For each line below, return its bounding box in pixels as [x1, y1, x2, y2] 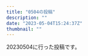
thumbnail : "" [6, 26, 42, 32]
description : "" [6, 15, 47, 21]
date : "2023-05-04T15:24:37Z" [6, 20, 83, 26]
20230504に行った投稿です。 [6, 43, 81, 51]
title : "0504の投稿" [6, 9, 56, 15]
